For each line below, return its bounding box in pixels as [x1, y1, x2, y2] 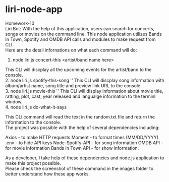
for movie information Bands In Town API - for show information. [5, 145, 139, 151]
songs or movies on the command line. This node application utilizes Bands [5, 31, 162, 37]
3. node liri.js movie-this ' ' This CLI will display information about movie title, [5, 88, 163, 94]
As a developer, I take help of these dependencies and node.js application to [5, 155, 164, 161]
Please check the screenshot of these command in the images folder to [5, 165, 154, 171]
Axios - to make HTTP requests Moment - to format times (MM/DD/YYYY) [5, 134, 159, 140]
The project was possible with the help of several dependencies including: [5, 125, 160, 131]
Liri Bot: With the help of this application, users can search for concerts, [5, 25, 155, 31]
